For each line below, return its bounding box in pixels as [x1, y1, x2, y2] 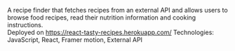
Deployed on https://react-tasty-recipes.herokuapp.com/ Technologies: [7, 28, 214, 36]
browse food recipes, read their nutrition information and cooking [7, 13, 196, 22]
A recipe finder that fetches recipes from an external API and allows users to [7, 6, 228, 14]
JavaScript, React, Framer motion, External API [7, 36, 142, 44]
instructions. [7, 21, 43, 29]
